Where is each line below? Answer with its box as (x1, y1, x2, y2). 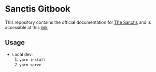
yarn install (19, 57, 46, 62)
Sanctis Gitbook (5, 3, 71, 14)
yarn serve (19, 62, 42, 67)
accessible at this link (5, 24, 48, 30)
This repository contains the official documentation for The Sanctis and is (5, 19, 151, 25)
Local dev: (12, 51, 33, 57)
